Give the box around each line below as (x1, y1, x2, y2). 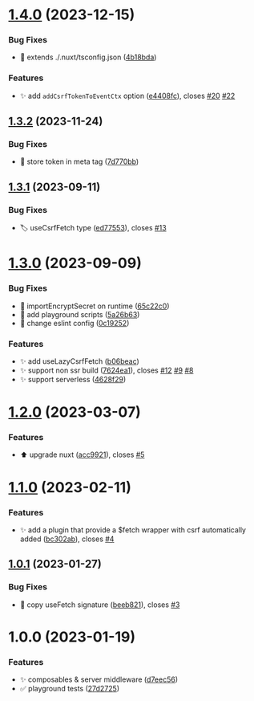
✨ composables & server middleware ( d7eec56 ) (19, 675, 179, 684)
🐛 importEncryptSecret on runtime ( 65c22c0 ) (19, 301, 170, 311)
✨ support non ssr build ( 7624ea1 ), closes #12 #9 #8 (19, 365, 194, 375)
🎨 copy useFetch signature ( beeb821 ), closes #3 (19, 600, 180, 609)
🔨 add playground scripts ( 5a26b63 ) (19, 309, 140, 319)
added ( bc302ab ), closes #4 (19, 534, 115, 544)
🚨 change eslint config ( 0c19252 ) (19, 318, 130, 328)
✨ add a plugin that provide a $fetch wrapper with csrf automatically (19, 524, 247, 535)
